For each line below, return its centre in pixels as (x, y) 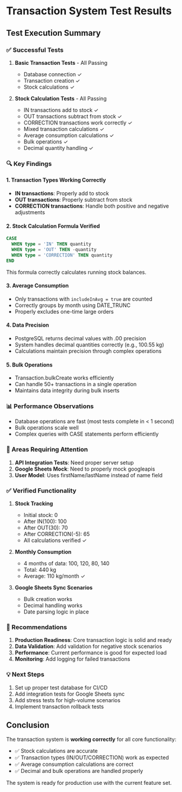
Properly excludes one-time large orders (64, 311)
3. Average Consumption (38, 286)
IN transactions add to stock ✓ (61, 110)
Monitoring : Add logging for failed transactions (72, 659)
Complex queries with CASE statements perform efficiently (87, 434)
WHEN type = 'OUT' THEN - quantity (54, 249)
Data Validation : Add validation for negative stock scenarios (88, 646)
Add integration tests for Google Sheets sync (70, 694)
